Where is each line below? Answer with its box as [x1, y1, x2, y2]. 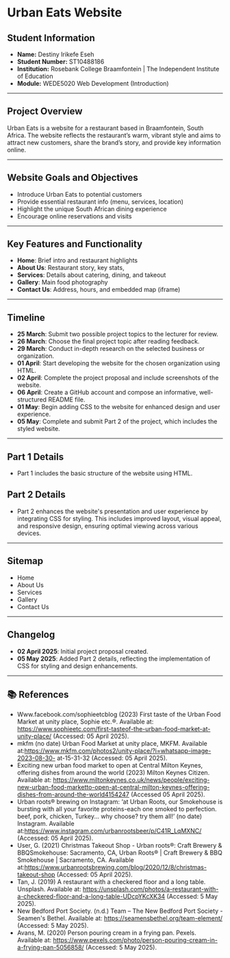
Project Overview [7, 106, 83, 117]
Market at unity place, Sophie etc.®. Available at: [16, 717, 154, 726]
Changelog [7, 629, 55, 641]
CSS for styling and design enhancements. [16, 661, 138, 670]
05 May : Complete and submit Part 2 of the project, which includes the [16, 417, 218, 426]
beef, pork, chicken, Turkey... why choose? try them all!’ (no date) [16, 812, 203, 820]
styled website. [16, 425, 60, 433]
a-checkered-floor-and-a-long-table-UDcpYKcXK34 [16, 892, 166, 900]
